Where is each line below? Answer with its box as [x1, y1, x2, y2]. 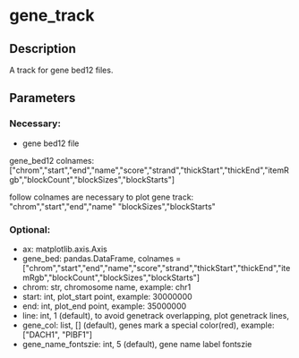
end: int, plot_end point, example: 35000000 [21, 301, 187, 311]
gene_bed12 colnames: [9, 155, 95, 166]
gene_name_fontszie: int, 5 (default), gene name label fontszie [21, 338, 252, 349]
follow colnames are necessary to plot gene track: [9, 192, 194, 202]
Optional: [9, 223, 51, 235]
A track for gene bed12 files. [9, 64, 114, 75]
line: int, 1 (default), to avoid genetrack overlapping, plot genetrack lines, [21, 310, 289, 320]
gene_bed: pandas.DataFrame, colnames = [21, 252, 182, 264]
